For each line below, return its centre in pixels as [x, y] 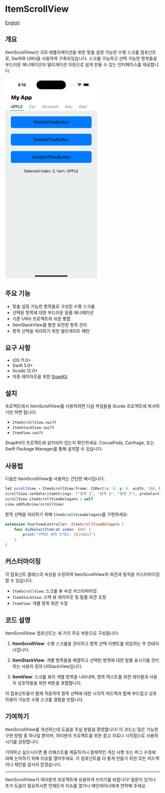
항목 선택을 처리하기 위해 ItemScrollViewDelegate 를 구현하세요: [67, 514]
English [13, 23]
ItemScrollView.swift [34, 423]
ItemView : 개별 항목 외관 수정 [40, 603]
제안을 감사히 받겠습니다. [38, 764]
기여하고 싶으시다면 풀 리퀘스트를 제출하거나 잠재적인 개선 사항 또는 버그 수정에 [81, 752]
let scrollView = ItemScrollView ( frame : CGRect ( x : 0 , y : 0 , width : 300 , [81, 489]
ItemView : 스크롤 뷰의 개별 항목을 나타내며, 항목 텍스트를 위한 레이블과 [80, 677]
